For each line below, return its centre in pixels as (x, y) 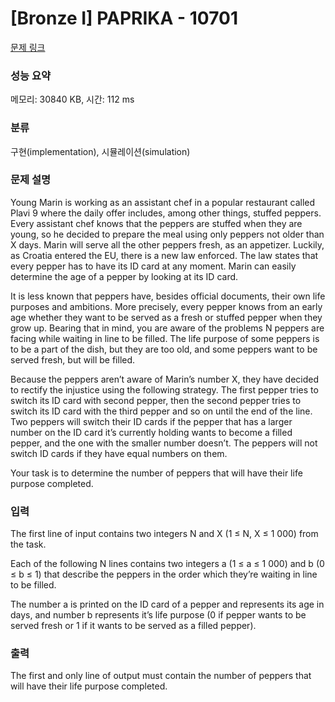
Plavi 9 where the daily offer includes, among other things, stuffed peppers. (166, 213)
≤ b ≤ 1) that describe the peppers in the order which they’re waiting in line (164, 574)
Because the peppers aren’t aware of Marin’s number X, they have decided (165, 379)
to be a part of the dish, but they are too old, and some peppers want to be (164, 349)
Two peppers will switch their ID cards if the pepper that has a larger (151, 421)
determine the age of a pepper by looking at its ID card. (124, 276)
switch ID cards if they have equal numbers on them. (119, 453)
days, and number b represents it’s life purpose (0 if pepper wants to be (158, 615)
